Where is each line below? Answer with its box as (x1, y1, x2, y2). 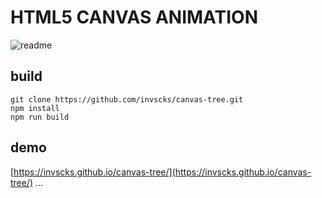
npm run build (10, 112, 70, 122)
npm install (10, 103, 60, 113)
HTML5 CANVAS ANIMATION (10, 6, 258, 29)
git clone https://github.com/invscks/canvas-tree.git (10, 94, 244, 105)
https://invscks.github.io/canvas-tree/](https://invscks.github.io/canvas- (13, 166, 312, 178)
